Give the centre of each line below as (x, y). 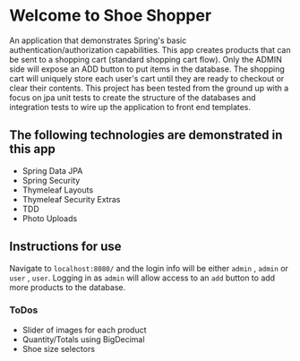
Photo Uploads (50, 218)
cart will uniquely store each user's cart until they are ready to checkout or (147, 78)
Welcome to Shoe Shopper (111, 16)
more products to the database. (68, 287)
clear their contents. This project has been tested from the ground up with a (149, 88)
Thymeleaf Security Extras (71, 199)
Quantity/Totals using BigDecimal (83, 339)
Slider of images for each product (84, 330)
